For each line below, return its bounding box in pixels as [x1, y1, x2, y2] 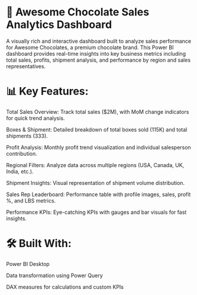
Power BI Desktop [6, 260, 50, 267]
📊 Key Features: [6, 85, 89, 98]
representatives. [6, 62, 46, 70]
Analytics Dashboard [6, 18, 112, 31]
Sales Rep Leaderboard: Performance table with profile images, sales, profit [6, 191, 191, 198]
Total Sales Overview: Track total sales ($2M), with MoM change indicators [6, 108, 189, 115]
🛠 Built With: [6, 237, 72, 251]
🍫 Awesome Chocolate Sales [6, 5, 150, 19]
